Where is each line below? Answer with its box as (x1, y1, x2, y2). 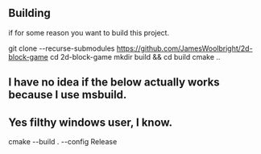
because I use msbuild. (8, 88, 127, 102)
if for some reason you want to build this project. (8, 27, 170, 37)
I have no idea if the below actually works (8, 76, 220, 89)
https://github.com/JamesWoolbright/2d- (116, 44, 253, 53)
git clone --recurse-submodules (8, 44, 115, 53)
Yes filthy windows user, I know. (8, 115, 173, 129)
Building (8, 6, 51, 20)
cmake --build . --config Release (8, 137, 118, 147)
